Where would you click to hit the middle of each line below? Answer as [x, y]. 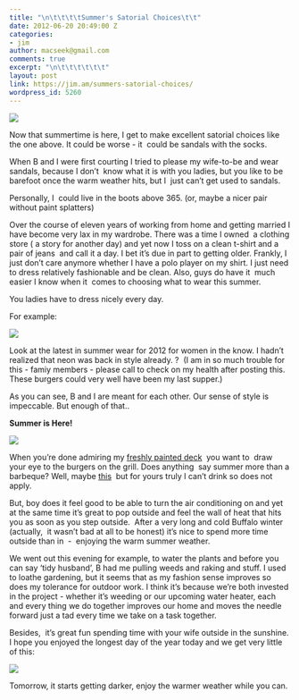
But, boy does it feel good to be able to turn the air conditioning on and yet [146, 502]
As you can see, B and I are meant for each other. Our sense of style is [139, 396]
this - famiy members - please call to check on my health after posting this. [147, 369]
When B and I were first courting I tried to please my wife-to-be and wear [144, 161]
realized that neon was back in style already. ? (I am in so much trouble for [147, 359]
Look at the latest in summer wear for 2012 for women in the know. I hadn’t [146, 350]
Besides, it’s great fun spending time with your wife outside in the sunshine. [149, 632]
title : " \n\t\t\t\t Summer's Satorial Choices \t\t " [105, 17]
